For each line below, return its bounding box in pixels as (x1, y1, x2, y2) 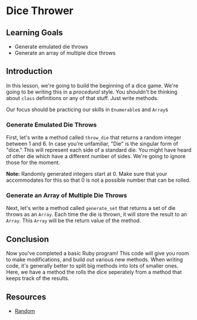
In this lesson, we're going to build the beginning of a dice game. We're (6, 82, 179, 89)
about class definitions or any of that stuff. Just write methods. (6, 94, 159, 101)
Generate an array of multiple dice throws (14, 49, 116, 56)
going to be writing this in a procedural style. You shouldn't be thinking (6, 88, 178, 95)
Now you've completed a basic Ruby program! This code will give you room (6, 250, 189, 257)
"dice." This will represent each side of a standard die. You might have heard (6, 146, 192, 154)
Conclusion (6, 234, 49, 244)
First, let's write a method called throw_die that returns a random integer (6, 134, 182, 141)
